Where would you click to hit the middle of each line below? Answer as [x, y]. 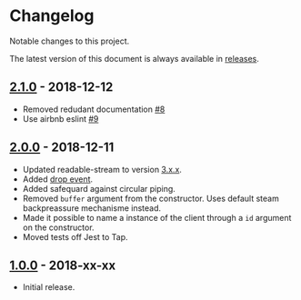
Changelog [52, 16]
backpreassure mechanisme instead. [92, 208]
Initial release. [49, 287]
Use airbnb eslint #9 [60, 118]
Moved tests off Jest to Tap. [75, 236]
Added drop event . [58, 179]
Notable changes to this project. [70, 41]
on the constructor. [58, 227]
